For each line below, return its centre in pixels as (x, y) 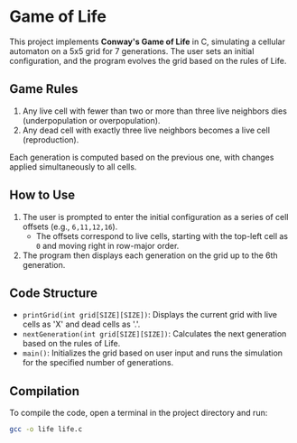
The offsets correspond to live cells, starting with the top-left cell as (162, 235)
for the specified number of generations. (98, 363)
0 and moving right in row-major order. (107, 245)
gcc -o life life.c (46, 429)
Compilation (44, 391)
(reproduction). (51, 139)
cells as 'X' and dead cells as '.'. (81, 324)
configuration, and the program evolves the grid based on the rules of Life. (148, 60)
